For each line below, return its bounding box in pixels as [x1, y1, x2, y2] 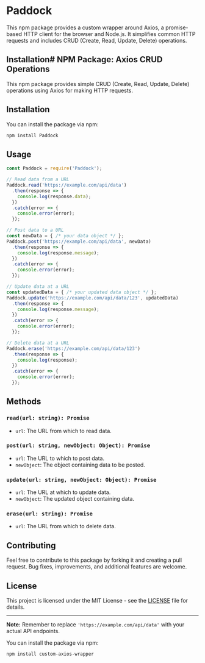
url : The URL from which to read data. [15, 427, 112, 434]
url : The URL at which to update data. [15, 489, 111, 496]
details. [6, 603, 25, 611]
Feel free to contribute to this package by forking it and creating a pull [6, 556, 182, 564]
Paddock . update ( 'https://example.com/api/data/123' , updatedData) [6, 295, 179, 301]
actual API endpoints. [6, 628, 60, 635]
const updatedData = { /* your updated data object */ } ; [6, 289, 157, 295]
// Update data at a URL [6, 284, 70, 290]
